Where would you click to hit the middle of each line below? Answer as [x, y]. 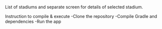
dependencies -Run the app [33, 22]
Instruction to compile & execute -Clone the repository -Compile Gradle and [81, 16]
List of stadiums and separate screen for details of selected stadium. [74, 7]
